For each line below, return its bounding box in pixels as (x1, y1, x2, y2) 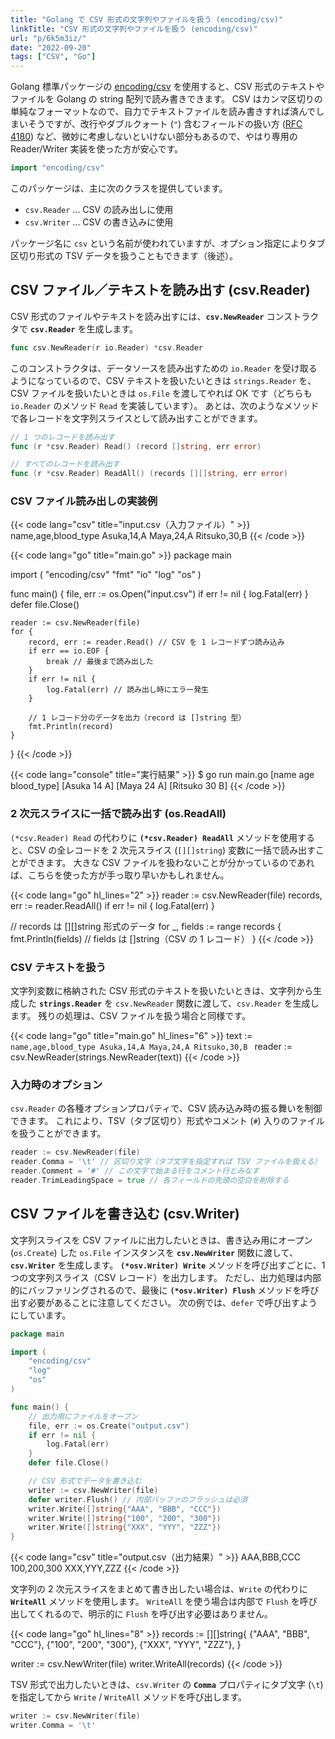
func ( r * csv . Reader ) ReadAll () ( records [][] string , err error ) (10, 469, 289, 479)
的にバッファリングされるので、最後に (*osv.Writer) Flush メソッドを (10, 1284, 302, 1296)
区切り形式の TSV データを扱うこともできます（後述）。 (10, 250, 238, 261)
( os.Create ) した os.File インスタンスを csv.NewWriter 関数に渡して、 (10, 1246, 298, 1258)
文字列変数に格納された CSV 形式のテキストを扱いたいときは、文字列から (10, 985, 314, 997)
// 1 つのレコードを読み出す (10, 432, 115, 442)
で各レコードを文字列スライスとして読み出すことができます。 (10, 412, 263, 424)
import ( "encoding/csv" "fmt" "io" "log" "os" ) (10, 569, 202, 581)
